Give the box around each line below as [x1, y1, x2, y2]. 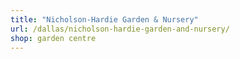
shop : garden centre [10, 33, 97, 43]
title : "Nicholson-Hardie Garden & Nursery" [10, 14, 199, 25]
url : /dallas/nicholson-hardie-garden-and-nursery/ [10, 24, 230, 34]
